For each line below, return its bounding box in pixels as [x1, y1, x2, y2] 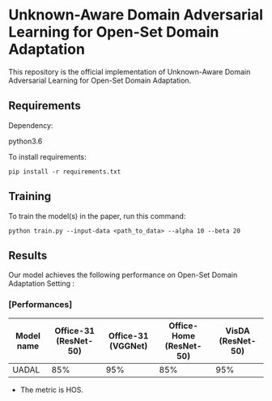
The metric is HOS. [19, 385, 83, 395]
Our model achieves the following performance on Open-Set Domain [8, 270, 238, 280]
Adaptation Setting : [8, 279, 75, 288]
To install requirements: [8, 151, 87, 161]
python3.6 [8, 136, 43, 146]
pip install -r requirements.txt [8, 168, 121, 176]
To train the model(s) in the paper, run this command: [8, 211, 186, 220]
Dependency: [8, 120, 53, 130]
